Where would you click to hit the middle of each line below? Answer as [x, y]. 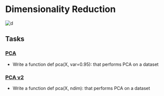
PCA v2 [15, 77]
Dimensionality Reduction [61, 9]
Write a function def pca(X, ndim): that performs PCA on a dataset [81, 88]
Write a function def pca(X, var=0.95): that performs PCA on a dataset [86, 64]
